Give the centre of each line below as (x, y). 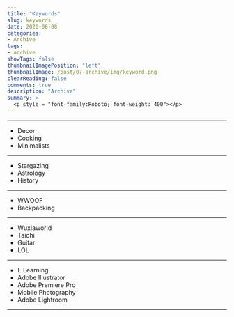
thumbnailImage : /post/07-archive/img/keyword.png (82, 72)
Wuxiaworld (34, 228)
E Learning (33, 270)
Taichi (26, 235)
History (28, 180)
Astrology (31, 173)
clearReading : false (37, 78)
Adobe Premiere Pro (46, 285)
